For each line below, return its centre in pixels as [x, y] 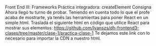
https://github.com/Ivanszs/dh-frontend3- [96, 28]
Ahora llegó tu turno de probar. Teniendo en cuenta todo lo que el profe [78, 12]
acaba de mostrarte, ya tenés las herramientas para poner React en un [77, 17]
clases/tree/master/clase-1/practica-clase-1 [49, 33]
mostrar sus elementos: [29, 28]
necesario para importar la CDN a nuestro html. [53, 38]
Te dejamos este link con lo [122, 33]
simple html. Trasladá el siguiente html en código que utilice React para [77, 23]
